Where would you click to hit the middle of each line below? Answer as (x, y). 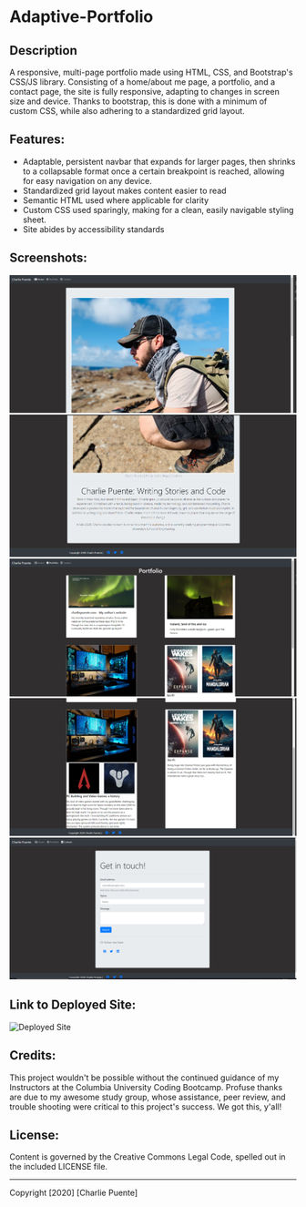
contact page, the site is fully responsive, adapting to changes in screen (144, 92)
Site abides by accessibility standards (93, 229)
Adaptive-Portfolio (82, 17)
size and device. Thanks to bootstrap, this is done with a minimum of (138, 101)
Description (43, 51)
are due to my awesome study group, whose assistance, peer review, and (148, 1097)
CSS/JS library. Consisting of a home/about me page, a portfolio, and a (143, 82)
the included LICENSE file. (58, 1167)
